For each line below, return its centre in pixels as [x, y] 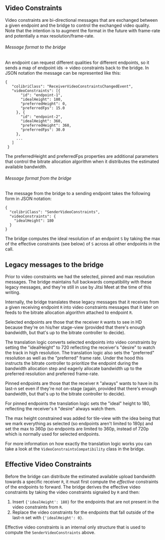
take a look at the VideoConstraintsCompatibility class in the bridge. [75, 449]
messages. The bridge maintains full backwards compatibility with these [79, 282]
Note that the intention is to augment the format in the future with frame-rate [83, 30]
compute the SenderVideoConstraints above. [50, 532]
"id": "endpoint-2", [42, 117]
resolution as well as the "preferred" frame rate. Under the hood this [74, 358]
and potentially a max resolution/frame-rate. [50, 36]
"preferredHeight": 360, [46, 126]
